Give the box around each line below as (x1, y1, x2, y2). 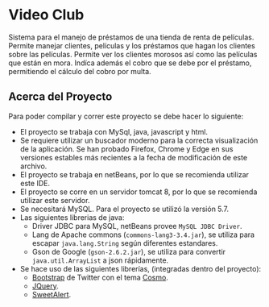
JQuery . (31, 280, 59, 291)
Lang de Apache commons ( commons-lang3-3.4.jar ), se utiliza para (31, 230, 255, 239)
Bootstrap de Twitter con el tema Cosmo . (31, 272, 169, 282)
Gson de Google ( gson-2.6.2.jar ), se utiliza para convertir (31, 247, 226, 256)
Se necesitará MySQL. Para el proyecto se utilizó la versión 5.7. (19, 204, 230, 214)
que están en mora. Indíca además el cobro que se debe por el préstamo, (8, 58, 252, 68)
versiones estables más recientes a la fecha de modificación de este (19, 152, 248, 162)
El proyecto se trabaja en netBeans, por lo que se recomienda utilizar (19, 169, 250, 179)
